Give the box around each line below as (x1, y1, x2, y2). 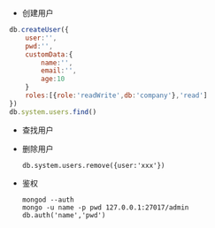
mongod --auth (21, 195, 74, 204)
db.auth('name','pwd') (21, 210, 106, 219)
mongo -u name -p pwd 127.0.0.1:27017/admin (21, 202, 189, 212)
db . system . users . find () (9, 107, 97, 117)
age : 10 (41, 74, 65, 84)
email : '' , (41, 66, 77, 75)
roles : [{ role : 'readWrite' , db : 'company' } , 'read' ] (25, 91, 208, 100)
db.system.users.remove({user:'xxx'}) (21, 161, 165, 170)
